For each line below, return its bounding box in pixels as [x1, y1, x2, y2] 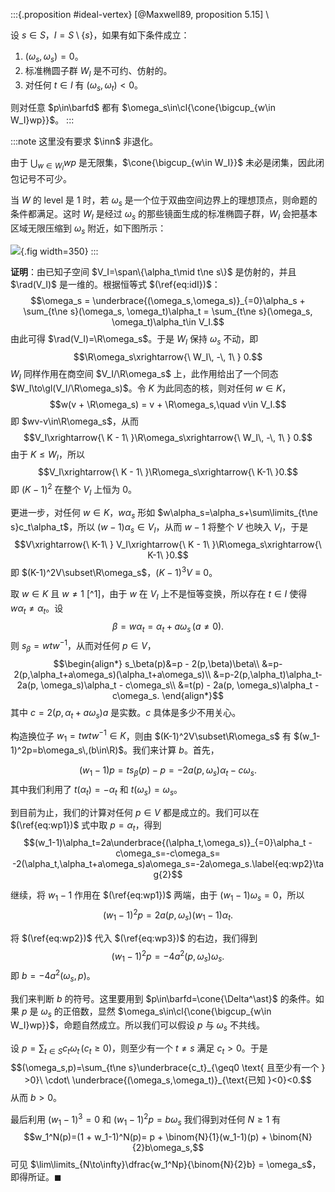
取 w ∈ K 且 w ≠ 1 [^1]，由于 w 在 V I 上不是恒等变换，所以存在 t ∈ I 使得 [10, 588, 308, 602]
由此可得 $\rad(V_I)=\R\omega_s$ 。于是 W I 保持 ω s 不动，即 [10, 332, 259, 347]
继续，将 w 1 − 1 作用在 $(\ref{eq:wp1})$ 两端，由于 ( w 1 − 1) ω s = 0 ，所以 [10, 889, 305, 904]
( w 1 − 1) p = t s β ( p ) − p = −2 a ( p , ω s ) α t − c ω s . [78, 764, 258, 778]
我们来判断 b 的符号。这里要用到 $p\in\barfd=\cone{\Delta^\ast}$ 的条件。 [10, 992, 316, 1004]
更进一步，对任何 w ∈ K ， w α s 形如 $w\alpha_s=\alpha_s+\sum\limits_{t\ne [10, 506, 318, 521]
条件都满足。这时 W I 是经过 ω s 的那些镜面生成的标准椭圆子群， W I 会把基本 [10, 208, 318, 223]
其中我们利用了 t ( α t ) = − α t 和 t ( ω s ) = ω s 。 [10, 783, 183, 798]
